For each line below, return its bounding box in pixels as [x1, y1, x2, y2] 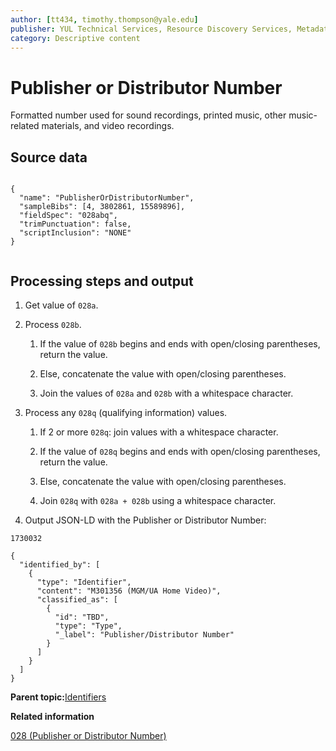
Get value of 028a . [24, 299, 99, 311]
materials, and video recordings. [41, 120, 175, 132]
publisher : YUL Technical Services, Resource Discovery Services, [10, 24, 293, 34]
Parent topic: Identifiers [10, 691, 107, 703]
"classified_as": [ [36, 594, 118, 605]
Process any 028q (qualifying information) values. [24, 406, 228, 418]
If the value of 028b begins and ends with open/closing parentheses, [39, 337, 321, 350]
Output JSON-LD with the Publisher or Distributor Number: [24, 514, 267, 526]
